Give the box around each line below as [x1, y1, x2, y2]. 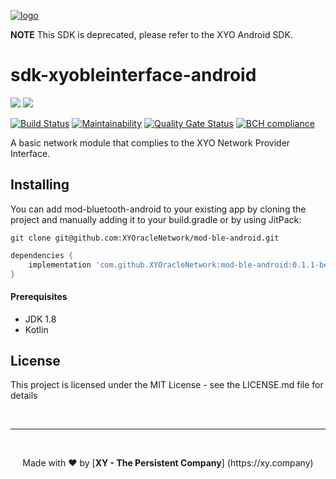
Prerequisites [10, 290, 68, 302]
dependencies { [10, 250, 74, 260]
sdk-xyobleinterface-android [10, 64, 257, 87]
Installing [10, 176, 70, 194]
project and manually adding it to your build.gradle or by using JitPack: [10, 213, 302, 225]
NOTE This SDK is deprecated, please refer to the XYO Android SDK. [10, 29, 293, 40]
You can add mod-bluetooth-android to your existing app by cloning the [10, 203, 307, 215]
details [10, 390, 38, 402]
